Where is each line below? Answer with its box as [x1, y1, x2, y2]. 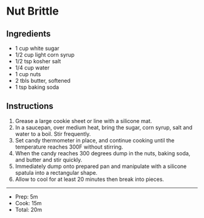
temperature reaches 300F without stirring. [15, 143, 123, 150]
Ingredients [6, 29, 51, 39]
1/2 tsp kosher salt [15, 58, 61, 65]
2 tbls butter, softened [15, 77, 71, 84]
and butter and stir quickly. [15, 156, 83, 163]
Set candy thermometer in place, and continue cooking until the [15, 136, 175, 144]
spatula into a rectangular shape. [15, 169, 98, 176]
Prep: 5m [15, 193, 38, 200]
